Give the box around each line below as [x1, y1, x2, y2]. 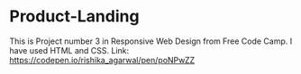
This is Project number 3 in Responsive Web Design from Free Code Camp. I [9, 36, 293, 46]
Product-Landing [9, 6, 140, 27]
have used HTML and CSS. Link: [9, 45, 130, 55]
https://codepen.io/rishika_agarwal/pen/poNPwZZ [9, 54, 196, 65]
